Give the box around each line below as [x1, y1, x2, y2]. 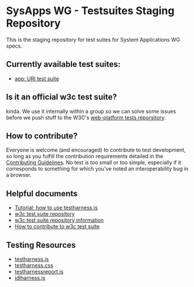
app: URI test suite [14, 75, 60, 82]
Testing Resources [6, 240, 76, 250]
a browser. [6, 172, 32, 179]
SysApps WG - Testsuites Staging [6, 4, 175, 18]
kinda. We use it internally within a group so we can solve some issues [6, 108, 176, 115]
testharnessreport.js [14, 268, 64, 275]
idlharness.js [14, 275, 46, 281]
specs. [6, 42, 22, 49]
